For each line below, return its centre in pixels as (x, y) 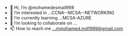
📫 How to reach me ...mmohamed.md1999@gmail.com (66, 28)
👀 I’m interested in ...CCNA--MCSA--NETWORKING (62, 13)
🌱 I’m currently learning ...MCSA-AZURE (51, 18)
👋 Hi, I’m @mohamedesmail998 (42, 8)
